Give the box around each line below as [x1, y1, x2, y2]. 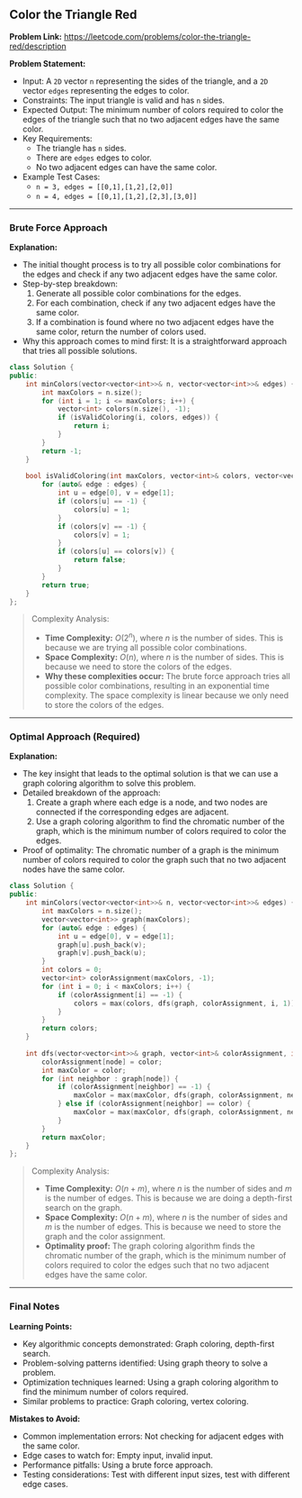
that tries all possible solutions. [22, 346, 138, 357]
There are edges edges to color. [35, 152, 153, 163]
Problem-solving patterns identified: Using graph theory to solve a [22, 1357, 268, 1368]
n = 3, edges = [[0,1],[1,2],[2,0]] [35, 182, 173, 192]
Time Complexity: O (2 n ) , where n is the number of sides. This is [44, 631, 284, 643]
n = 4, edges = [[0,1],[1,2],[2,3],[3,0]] [35, 192, 198, 201]
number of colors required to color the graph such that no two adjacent [22, 855, 287, 866]
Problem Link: [9, 31, 63, 41]
